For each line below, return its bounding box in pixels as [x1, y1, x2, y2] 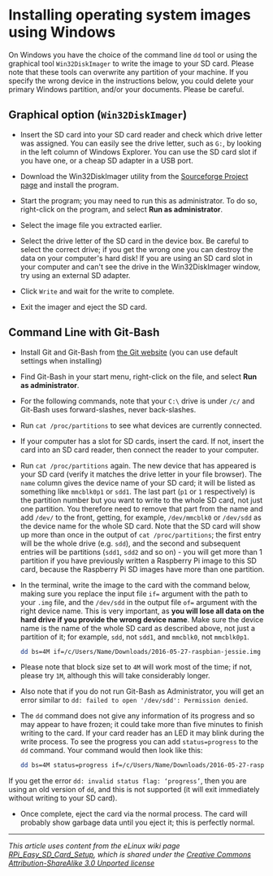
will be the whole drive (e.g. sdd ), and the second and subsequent [19, 538, 241, 548]
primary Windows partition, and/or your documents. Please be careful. [8, 84, 245, 94]
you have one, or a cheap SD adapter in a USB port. [19, 155, 193, 165]
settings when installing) [19, 355, 102, 365]
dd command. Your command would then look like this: [19, 746, 203, 756]
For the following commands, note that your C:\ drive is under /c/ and [19, 396, 255, 406]
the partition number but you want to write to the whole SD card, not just [19, 495, 263, 505]
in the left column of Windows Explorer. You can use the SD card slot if [19, 146, 258, 156]
